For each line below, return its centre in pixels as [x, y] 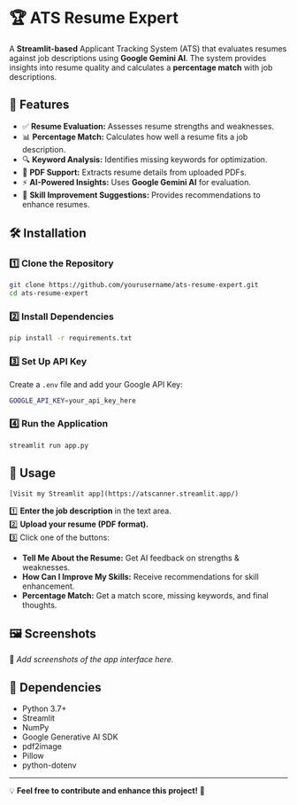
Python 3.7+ [44, 709]
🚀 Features [39, 105]
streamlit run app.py [49, 445]
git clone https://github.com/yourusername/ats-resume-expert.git [134, 285]
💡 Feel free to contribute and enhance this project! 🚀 [107, 791]
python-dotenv [49, 765]
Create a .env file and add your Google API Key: [96, 384]
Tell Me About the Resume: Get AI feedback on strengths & [131, 558]
